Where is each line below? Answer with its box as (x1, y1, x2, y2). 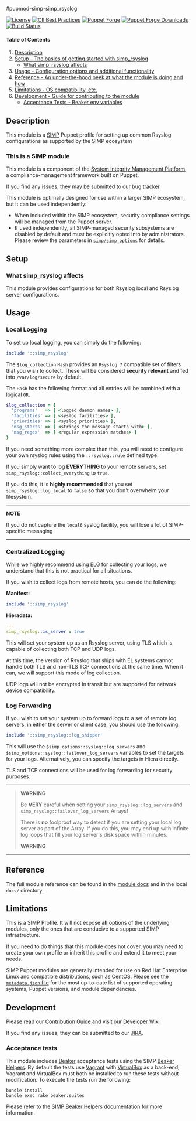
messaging (26, 527, 53, 534)
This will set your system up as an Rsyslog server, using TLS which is (6, 639, 173, 646)
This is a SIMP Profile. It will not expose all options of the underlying (6, 919, 170, 926)
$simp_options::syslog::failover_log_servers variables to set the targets (6, 749, 184, 756)
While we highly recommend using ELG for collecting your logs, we (6, 561, 167, 568)
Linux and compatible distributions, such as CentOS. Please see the (6, 973, 169, 980)
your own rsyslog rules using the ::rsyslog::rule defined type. (6, 451, 159, 459)
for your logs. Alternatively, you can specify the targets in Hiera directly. (6, 755, 179, 762)
